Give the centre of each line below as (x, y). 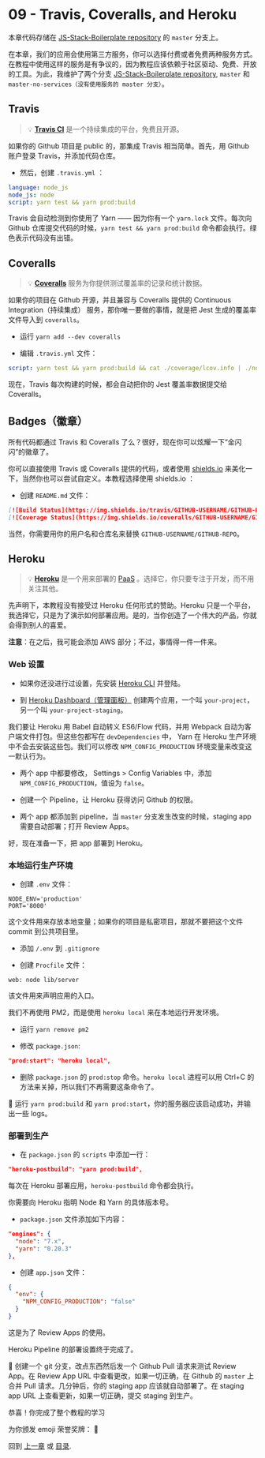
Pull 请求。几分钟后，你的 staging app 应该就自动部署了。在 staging (134, 1385)
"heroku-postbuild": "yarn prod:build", (76, 1170)
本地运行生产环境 (41, 865)
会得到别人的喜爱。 (39, 625)
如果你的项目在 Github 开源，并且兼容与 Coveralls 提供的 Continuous (120, 300)
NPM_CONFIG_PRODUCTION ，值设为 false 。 (84, 782)
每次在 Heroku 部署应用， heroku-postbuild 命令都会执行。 (103, 1186)
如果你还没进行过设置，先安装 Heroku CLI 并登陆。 (102, 683)
